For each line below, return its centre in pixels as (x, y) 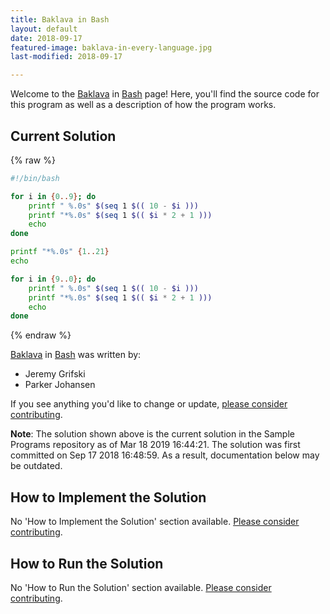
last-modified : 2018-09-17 (66, 57)
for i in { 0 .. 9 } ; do (53, 196)
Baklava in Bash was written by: (76, 355)
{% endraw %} (41, 335)
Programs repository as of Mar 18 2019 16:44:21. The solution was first (155, 445)
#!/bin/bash (35, 178)
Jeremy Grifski (55, 374)
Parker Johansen (60, 385)
